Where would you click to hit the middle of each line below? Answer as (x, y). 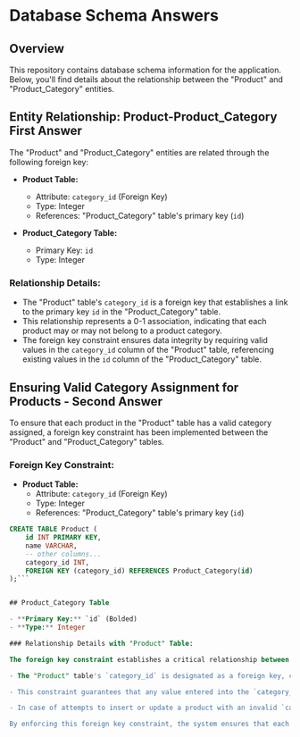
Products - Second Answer (86, 402)
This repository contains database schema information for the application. (145, 70)
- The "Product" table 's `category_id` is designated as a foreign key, (147, 675)
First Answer (46, 131)
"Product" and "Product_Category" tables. (87, 441)
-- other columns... (63, 554)
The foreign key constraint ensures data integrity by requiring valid (145, 340)
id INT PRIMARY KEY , (63, 538)
